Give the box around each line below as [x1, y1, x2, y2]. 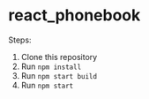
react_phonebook [8, 5, 141, 26]
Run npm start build [20, 70, 98, 80]
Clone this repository [20, 51, 98, 62]
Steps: [8, 34, 32, 45]
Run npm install [20, 61, 82, 72]
